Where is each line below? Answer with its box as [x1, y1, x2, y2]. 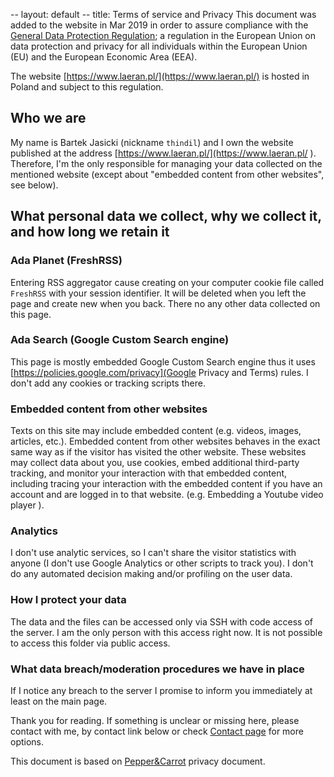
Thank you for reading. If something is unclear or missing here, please [10, 714, 300, 726]
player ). [10, 499, 45, 511]
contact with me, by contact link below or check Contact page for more [10, 725, 304, 737]
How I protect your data [10, 593, 127, 607]
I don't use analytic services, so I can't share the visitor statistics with [10, 547, 297, 559]
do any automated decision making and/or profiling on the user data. [10, 568, 293, 580]
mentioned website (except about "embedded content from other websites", [10, 168, 325, 180]
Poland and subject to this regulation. [10, 81, 164, 93]
